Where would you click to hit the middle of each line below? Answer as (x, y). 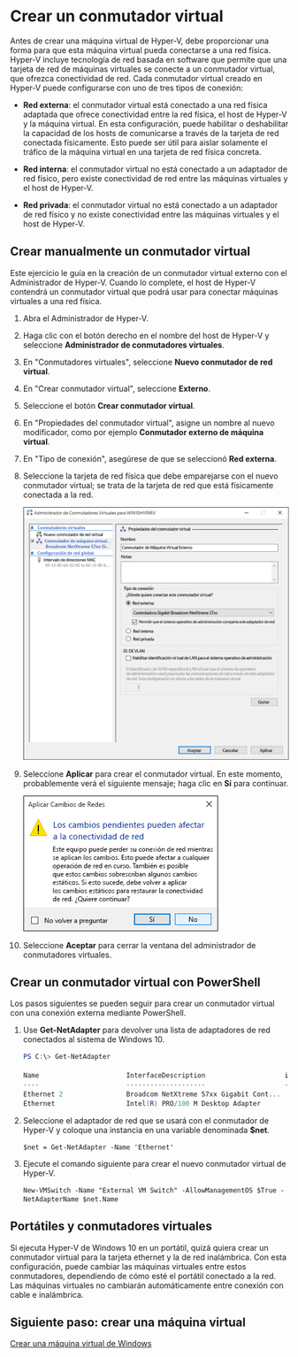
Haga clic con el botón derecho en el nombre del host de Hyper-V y (146, 335)
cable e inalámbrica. (47, 1294)
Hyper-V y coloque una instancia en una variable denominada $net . (146, 1130)
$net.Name (100, 1199)
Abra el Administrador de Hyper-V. (85, 318)
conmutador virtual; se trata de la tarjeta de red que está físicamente (148, 485)
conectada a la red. (58, 494)
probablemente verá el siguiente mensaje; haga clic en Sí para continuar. (156, 783)
